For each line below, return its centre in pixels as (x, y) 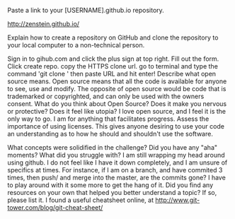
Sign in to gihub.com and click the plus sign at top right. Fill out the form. (113, 59)
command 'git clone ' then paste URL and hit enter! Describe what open (112, 74)
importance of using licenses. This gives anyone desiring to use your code (116, 126)
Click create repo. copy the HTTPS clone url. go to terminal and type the (113, 66)
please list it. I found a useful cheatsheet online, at (81, 200)
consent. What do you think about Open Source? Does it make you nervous (117, 104)
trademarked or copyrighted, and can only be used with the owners (106, 96)
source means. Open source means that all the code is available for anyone (117, 81)
